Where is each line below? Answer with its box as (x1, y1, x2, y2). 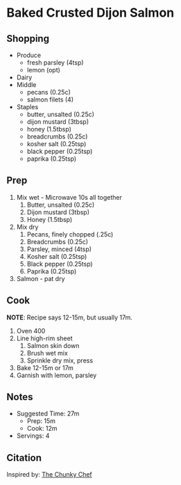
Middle (16, 81, 37, 88)
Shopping (6, 33, 50, 45)
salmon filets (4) (26, 95, 74, 104)
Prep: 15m (26, 417, 56, 425)
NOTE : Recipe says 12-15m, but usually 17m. (6, 313, 133, 321)
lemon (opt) (26, 66, 60, 74)
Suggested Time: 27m (16, 409, 80, 418)
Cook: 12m (26, 424, 58, 433)
